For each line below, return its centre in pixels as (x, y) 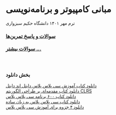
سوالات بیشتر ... (24, 49)
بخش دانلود (18, 75)
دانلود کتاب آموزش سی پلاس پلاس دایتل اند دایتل (51, 86)
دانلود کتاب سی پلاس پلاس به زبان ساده (43, 102)
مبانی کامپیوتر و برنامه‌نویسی (59, 9)
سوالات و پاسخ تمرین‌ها (31, 36)
